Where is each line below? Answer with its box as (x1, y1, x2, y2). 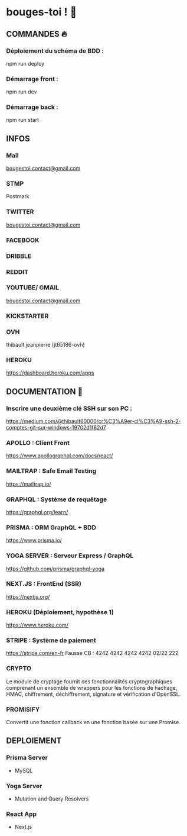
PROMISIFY (6, 705, 40, 714)
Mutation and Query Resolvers (14, 795, 89, 802)
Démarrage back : (6, 103, 59, 111)
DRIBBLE (6, 251, 31, 260)
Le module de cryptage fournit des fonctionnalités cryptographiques (6, 677, 173, 685)
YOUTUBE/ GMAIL (6, 283, 60, 292)
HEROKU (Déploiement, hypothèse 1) (6, 608, 114, 616)
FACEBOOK (6, 236, 40, 244)
